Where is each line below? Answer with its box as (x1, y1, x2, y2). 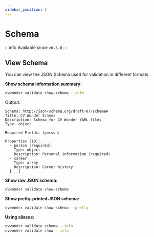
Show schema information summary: (5, 81, 82, 87)
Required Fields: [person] (5, 130, 60, 135)
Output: (5, 99, 21, 105)
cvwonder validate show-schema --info (5, 91, 84, 95)
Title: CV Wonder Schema (5, 113, 56, 118)
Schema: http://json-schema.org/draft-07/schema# (5, 109, 109, 114)
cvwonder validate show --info (5, 228, 69, 233)
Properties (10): (5, 139, 41, 144)
